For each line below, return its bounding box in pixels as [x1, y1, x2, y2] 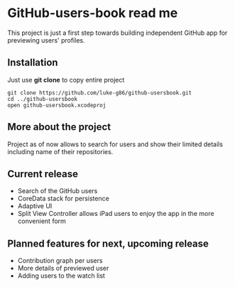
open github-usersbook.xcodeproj [7, 102, 106, 109]
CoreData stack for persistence [17, 194, 110, 203]
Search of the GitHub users [17, 187, 98, 195]
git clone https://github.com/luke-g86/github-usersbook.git [7, 89, 192, 97]
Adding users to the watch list [17, 271, 105, 280]
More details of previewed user [17, 264, 109, 273]
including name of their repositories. [7, 147, 114, 156]
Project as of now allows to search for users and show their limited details [7, 140, 224, 148]
